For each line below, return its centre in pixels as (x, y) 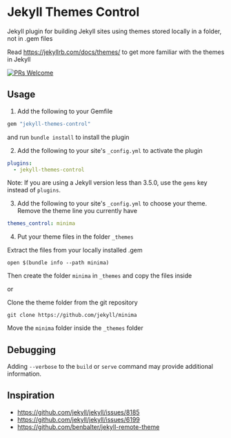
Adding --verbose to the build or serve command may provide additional (110, 367)
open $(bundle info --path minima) (58, 263)
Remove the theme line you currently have (77, 211)
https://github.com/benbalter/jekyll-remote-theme (88, 427)
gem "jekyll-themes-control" (49, 124)
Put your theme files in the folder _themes (76, 237)
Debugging (32, 350)
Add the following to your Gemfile (65, 111)
